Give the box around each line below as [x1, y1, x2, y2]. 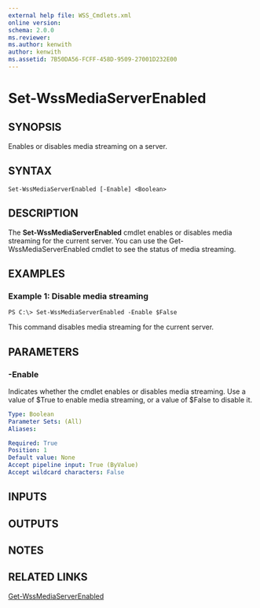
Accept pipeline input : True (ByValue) [8, 462, 139, 469]
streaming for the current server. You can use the [8, 235, 167, 245]
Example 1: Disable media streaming [8, 291, 149, 302]
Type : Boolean [8, 410, 55, 418]
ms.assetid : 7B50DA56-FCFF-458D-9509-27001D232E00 [8, 56, 178, 64]
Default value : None [8, 454, 76, 462]
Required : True [8, 439, 58, 447]
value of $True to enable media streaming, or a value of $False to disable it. [8, 395, 253, 404]
